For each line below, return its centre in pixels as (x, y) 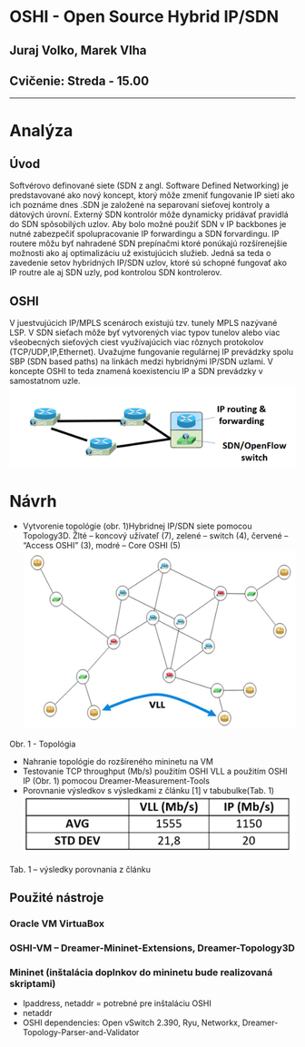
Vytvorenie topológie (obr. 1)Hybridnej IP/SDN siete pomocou (137, 526)
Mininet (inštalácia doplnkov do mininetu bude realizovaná (141, 972)
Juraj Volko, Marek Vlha (78, 50)
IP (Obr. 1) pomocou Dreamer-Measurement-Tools (116, 780)
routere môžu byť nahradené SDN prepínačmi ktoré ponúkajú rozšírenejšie (148, 243)
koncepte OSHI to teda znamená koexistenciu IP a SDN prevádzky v (136, 371)
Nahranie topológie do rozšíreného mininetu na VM (118, 761)
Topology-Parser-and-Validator (81, 1032)
